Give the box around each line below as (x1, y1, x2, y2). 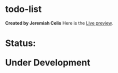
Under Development (5, 57, 90, 68)
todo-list (5, 3, 42, 15)
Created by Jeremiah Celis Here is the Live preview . (5, 20, 113, 26)
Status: (5, 37, 36, 49)
